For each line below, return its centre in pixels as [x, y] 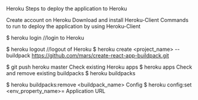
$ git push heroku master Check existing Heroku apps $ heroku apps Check [99, 67]
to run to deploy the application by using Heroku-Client [73, 26]
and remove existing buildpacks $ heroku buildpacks [71, 73]
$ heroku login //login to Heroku [45, 38]
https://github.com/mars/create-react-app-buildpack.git [100, 55]
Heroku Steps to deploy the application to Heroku [67, 9]
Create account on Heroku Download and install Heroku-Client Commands [98, 20]
